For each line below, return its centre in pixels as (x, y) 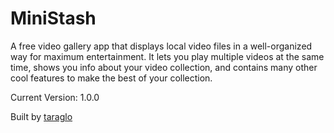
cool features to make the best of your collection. (111, 78)
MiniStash (53, 18)
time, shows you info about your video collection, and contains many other (164, 67)
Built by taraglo (41, 116)
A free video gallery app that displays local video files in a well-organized (161, 46)
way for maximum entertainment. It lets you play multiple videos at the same (167, 56)
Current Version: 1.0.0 (55, 97)
